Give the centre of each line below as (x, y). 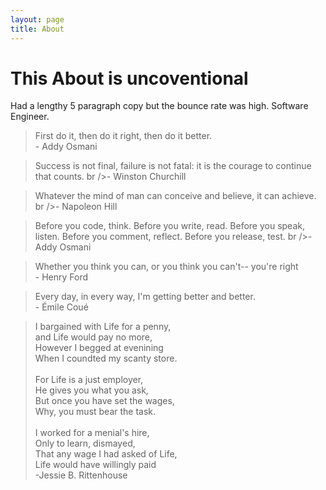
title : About (37, 29)
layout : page (37, 19)
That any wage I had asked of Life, (106, 454)
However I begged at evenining (99, 348)
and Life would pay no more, (93, 337)
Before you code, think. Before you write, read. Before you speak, (169, 226)
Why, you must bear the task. (95, 412)
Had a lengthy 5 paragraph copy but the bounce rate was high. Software (159, 106)
